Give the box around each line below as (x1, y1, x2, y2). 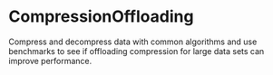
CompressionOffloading (8, 6, 194, 27)
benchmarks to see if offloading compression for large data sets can (8, 45, 265, 56)
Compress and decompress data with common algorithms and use (8, 36, 258, 47)
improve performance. (8, 55, 93, 66)
